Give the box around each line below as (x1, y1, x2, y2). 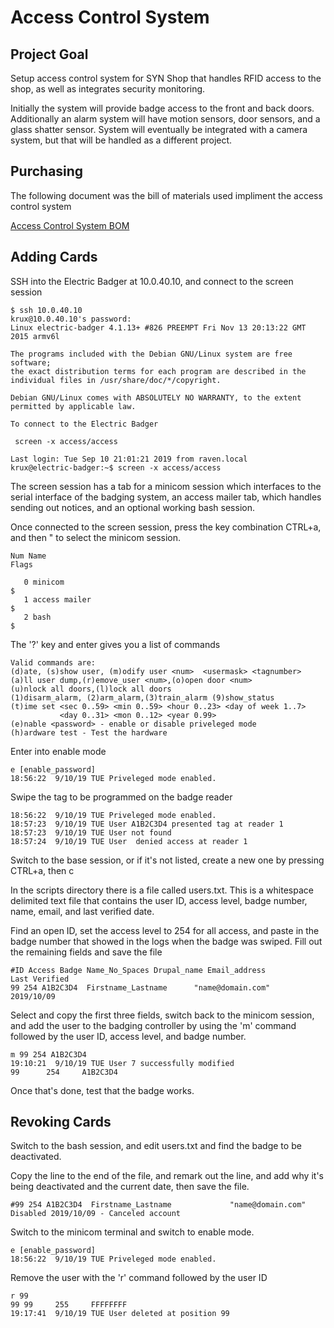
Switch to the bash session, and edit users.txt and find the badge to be (10, 1140, 302, 1152)
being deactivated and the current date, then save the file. (10, 1181, 250, 1193)
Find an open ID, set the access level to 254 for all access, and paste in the (10, 924, 320, 936)
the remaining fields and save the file (10, 946, 163, 958)
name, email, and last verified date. (10, 905, 155, 917)
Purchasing (10, 163, 84, 180)
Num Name (10, 551, 47, 561)
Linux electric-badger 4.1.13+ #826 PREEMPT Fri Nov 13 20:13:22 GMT (10, 322, 307, 333)
